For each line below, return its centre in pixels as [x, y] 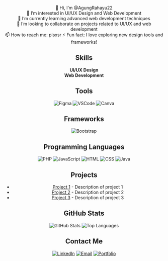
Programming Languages [84, 147]
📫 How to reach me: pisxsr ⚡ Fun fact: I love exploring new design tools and [84, 35]
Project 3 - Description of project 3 [88, 198]
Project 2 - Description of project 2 [88, 192]
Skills [84, 58]
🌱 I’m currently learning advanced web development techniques [84, 18]
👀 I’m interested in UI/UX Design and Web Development [84, 13]
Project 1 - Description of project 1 [88, 187]
